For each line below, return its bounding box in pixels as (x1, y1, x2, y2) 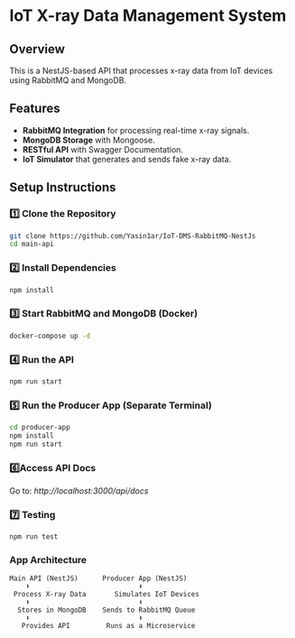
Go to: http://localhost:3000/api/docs (9, 485, 149, 496)
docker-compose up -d (9, 331, 91, 340)
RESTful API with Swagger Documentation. (22, 143, 183, 154)
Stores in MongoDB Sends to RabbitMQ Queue (17, 606, 196, 615)
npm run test (9, 532, 59, 541)
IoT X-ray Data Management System (9, 5, 287, 26)
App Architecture (9, 554, 88, 567)
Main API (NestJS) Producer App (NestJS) (9, 574, 188, 583)
